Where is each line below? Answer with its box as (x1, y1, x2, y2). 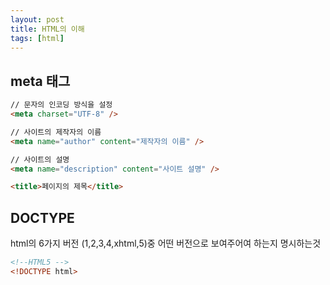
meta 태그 (10, 72, 71, 90)
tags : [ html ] (10, 33, 65, 43)
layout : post (10, 14, 65, 25)
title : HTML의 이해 (10, 24, 85, 34)
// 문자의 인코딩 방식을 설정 (10, 100, 113, 110)
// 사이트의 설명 (10, 154, 70, 165)
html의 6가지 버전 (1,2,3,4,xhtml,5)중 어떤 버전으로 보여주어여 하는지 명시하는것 (10, 237, 322, 250)
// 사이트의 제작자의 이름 (10, 127, 102, 137)
